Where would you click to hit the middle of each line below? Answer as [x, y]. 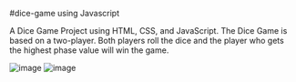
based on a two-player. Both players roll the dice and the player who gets [147, 41]
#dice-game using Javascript [65, 13]
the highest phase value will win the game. [89, 50]
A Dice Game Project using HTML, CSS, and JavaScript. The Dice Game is [148, 31]
